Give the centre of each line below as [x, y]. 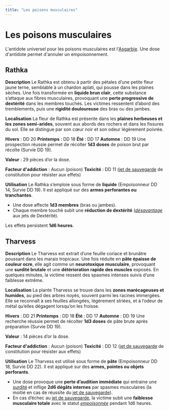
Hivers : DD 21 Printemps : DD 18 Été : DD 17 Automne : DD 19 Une [75, 316]
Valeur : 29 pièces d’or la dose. [38, 160]
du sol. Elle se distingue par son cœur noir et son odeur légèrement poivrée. [84, 130]
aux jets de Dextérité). [36, 216]
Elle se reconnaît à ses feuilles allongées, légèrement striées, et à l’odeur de [84, 301]
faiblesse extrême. [24, 280]
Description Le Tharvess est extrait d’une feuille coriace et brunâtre [76, 254]
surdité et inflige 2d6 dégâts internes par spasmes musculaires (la [82, 387]
